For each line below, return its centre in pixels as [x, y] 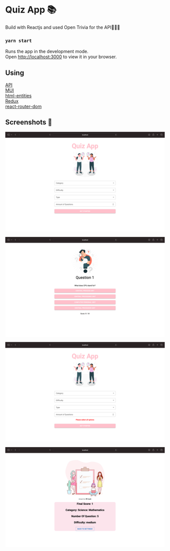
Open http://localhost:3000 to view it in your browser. [61, 57]
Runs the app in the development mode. [47, 52]
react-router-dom [24, 106]
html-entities [18, 96]
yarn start [18, 41]
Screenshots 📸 [29, 122]
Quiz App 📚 [31, 10]
